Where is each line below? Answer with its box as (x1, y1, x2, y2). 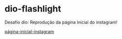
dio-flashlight (4, 3, 62, 14)
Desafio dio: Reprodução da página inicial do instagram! (4, 19, 118, 25)
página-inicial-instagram (4, 28, 54, 34)
